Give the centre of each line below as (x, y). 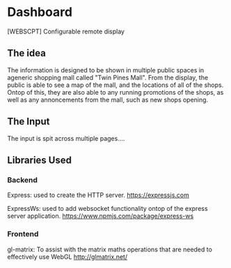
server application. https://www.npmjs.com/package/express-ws (101, 216)
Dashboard (40, 12)
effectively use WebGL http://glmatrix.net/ (67, 257)
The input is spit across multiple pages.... (66, 138)
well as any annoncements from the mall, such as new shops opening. (108, 100)
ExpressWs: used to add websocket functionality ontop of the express (107, 209)
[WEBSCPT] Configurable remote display (66, 31)
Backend (23, 180)
